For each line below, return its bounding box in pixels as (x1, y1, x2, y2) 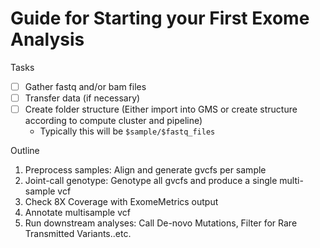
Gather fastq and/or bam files (24, 80, 147, 92)
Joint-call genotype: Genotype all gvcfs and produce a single (24, 175, 278, 187)
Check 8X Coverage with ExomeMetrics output (24, 196, 219, 208)
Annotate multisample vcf (24, 207, 131, 219)
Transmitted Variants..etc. (24, 228, 132, 240)
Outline (10, 145, 40, 157)
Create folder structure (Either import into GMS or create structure (24, 103, 298, 116)
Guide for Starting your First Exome (10, 7, 310, 30)
